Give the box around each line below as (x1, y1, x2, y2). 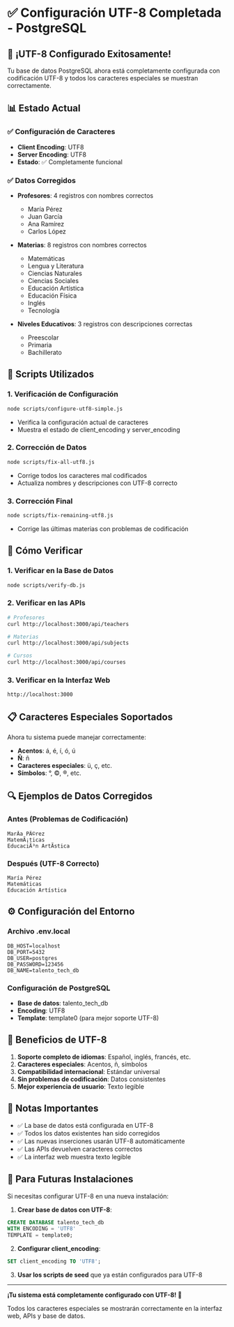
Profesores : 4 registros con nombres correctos (17, 191, 154, 200)
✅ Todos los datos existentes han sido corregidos (17, 1129, 160, 1137)
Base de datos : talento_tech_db (17, 999, 109, 1008)
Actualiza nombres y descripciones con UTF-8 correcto (17, 479, 178, 487)
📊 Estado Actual (7, 103, 81, 115)
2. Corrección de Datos (7, 442, 87, 452)
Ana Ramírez (27, 219, 65, 228)
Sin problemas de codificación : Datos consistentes (17, 1075, 166, 1083)
